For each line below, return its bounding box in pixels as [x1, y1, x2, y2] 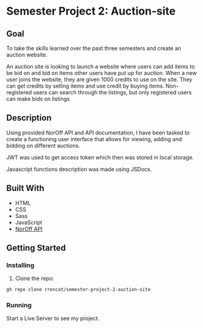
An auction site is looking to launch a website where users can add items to [6, 63, 195, 70]
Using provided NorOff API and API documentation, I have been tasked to [6, 129, 190, 136]
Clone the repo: [15, 275, 55, 282]
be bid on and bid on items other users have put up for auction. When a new [6, 69, 197, 77]
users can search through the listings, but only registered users [33, 89, 192, 96]
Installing [6, 260, 35, 269]
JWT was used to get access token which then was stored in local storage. [6, 153, 194, 161]
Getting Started [6, 243, 66, 253]
